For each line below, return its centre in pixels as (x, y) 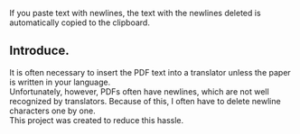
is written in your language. (60, 82)
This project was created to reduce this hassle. (97, 120)
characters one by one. (53, 111)
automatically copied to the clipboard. (80, 22)
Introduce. (39, 51)
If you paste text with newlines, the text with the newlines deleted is (135, 13)
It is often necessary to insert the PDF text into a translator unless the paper (150, 72)
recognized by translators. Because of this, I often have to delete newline (145, 101)
